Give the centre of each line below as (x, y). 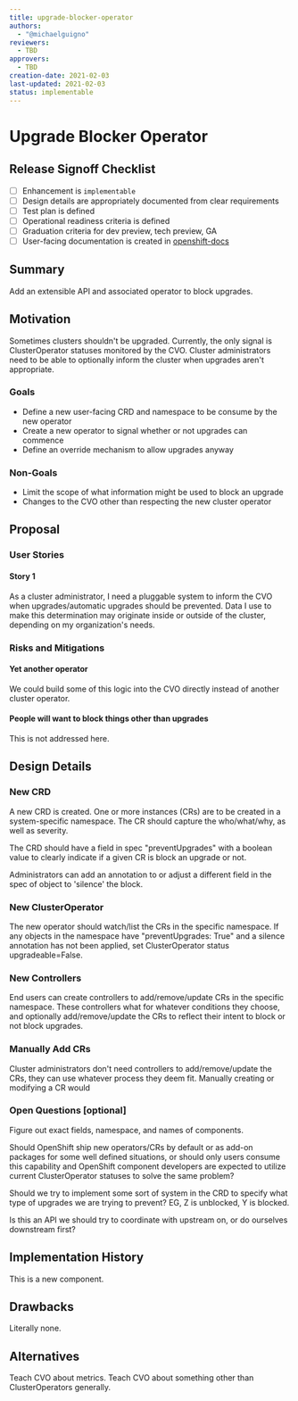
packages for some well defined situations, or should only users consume (145, 1156)
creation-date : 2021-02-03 (59, 76)
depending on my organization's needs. (82, 625)
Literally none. (35, 1328)
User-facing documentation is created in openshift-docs (125, 241)
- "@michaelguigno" (54, 34)
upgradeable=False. (46, 955)
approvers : (29, 59)
